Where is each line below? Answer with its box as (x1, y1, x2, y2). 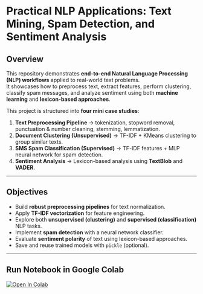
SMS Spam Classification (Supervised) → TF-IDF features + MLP (14, 145, 180, 152)
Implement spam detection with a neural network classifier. (14, 228, 164, 236)
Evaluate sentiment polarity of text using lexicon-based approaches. (14, 235, 188, 242)
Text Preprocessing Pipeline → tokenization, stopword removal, (14, 119, 175, 126)
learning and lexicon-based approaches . (6, 95, 111, 103)
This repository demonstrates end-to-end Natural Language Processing (6, 70, 188, 77)
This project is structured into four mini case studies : (6, 107, 140, 114)
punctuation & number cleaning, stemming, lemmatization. (14, 126, 160, 132)
